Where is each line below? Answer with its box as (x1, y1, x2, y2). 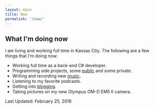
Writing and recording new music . (12, 73, 81, 79)
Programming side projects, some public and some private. (12, 68, 132, 74)
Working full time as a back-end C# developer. (12, 63, 107, 69)
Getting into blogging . (12, 83, 57, 89)
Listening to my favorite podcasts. (12, 78, 81, 84)
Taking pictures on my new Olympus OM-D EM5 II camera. (12, 89, 131, 95)
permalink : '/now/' (5, 16, 45, 21)
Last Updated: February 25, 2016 (5, 98, 72, 104)
